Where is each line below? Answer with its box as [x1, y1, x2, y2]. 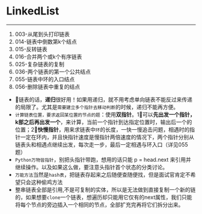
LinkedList [6, 4, 60, 18]
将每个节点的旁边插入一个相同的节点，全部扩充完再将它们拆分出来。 [14, 201, 184, 208]
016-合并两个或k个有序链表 [14, 53, 82, 60]
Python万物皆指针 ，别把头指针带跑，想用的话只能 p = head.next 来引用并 [14, 156, 191, 163]
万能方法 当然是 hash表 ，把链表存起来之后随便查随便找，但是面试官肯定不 [14, 171, 191, 178]
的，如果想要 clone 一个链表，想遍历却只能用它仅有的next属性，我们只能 [14, 194, 192, 201]
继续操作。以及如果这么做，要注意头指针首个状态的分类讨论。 [14, 164, 168, 171]
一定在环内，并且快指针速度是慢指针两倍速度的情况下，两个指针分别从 [20, 133, 194, 141]
